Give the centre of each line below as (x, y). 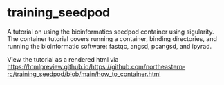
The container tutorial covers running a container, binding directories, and (112, 38)
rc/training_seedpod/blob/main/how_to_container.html (84, 74)
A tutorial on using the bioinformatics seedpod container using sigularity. (111, 32)
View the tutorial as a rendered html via (63, 59)
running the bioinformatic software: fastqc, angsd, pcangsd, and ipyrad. (110, 46)
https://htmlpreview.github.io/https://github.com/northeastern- (96, 66)
